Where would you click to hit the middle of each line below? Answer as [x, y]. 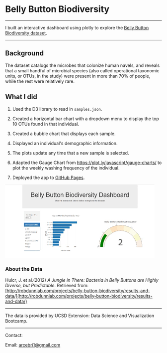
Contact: [14, 335]
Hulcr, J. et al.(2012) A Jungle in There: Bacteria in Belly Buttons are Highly [82, 280]
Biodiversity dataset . [26, 33]
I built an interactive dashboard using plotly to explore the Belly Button [77, 27]
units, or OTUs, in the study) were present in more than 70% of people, [78, 76]
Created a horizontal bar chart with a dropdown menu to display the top [85, 119]
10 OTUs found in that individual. [46, 124]
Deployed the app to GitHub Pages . [48, 177]
